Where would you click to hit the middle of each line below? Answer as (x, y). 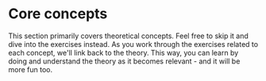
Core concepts (58, 14)
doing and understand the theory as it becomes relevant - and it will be (124, 61)
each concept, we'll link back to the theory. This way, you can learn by (123, 52)
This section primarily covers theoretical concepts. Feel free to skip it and (128, 36)
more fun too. (31, 69)
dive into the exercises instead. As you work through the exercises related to (133, 44)
